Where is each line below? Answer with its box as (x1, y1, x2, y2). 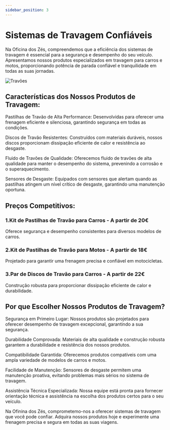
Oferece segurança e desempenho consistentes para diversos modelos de (5, 228, 161, 235)
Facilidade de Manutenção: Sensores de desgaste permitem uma (5, 367, 142, 373)
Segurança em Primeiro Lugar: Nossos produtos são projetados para (5, 316, 149, 322)
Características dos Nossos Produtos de (5, 92, 136, 101)
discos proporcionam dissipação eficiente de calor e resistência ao (5, 140, 146, 146)
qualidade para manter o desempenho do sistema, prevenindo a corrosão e (5, 161, 163, 167)
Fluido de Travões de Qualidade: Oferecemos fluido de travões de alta (5, 155, 152, 161)
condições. (5, 125, 29, 131)
